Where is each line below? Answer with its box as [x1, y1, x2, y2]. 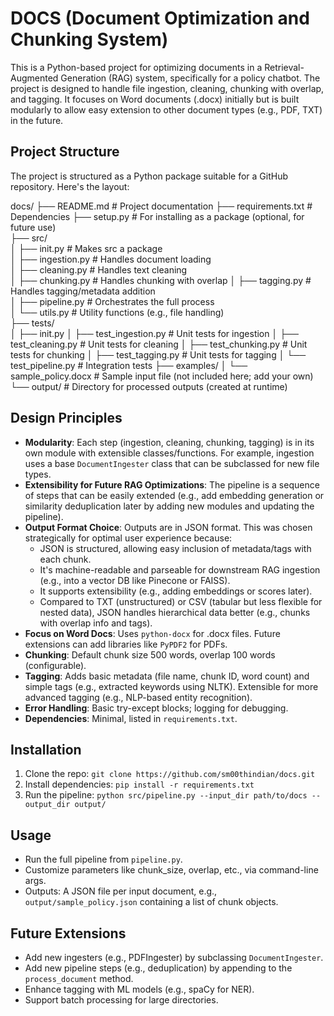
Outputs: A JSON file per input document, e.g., [24, 885, 218, 897]
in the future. [10, 114, 64, 126]
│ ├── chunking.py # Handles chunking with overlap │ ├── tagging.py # [10, 274, 312, 286]
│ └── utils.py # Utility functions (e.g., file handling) [10, 306, 225, 318]
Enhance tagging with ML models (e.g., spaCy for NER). [24, 983, 255, 995]
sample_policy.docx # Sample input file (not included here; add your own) [10, 370, 314, 382]
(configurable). [24, 659, 87, 671]
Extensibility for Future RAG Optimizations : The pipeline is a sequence [24, 478, 320, 491]
